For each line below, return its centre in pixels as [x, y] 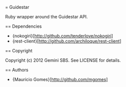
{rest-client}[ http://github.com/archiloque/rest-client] [67, 41]
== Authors [17, 70]
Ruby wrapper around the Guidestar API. [47, 17]
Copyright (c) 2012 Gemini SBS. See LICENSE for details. [63, 60]
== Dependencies [24, 26]
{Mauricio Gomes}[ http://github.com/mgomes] [60, 79]
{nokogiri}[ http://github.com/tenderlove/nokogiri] [63, 36]
